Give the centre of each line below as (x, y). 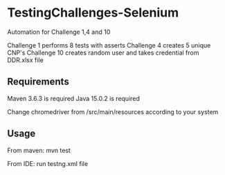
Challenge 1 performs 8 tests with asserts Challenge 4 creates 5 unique (109, 45)
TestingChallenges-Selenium (93, 13)
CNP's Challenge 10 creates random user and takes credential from (103, 53)
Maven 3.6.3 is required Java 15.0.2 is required (74, 98)
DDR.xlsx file (25, 59)
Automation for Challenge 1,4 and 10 (59, 32)
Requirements (38, 82)
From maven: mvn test (39, 150)
